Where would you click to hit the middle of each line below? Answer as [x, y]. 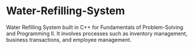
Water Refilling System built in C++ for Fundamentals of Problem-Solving [95, 27]
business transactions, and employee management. [69, 40]
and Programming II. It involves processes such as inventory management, [97, 33]
